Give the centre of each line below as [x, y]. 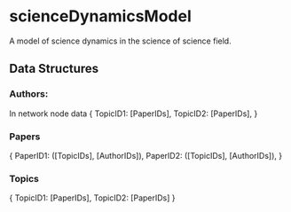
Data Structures [54, 69]
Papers [25, 137]
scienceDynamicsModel [101, 16]
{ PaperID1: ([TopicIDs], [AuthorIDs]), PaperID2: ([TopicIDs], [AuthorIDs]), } [145, 155]
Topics [24, 178]
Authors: [29, 94]
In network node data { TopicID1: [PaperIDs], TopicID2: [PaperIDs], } [134, 114]
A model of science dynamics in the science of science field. [121, 41]
